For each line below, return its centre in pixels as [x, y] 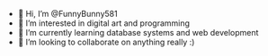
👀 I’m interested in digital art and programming [104, 23]
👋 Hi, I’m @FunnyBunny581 [68, 14]
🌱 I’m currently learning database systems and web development [138, 32]
